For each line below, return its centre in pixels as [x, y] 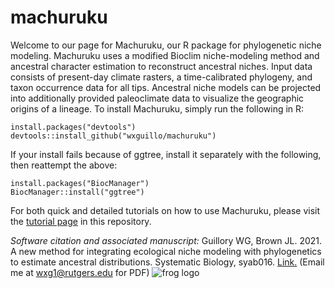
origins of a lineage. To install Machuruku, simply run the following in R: [157, 108]
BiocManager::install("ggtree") [77, 192]
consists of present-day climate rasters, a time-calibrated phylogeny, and [161, 77]
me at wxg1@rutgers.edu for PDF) [80, 272]
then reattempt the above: [64, 165]
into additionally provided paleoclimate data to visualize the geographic [157, 98]
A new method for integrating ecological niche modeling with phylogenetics [166, 251]
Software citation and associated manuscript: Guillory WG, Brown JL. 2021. [166, 240]
